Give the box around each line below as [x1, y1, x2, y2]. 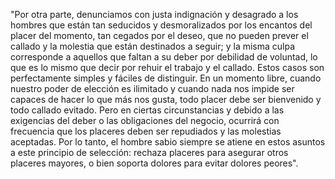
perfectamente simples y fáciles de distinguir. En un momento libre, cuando [10, 72, 322, 84]
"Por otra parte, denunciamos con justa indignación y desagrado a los [10, 9, 299, 20]
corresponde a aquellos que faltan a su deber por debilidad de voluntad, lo [10, 51, 318, 63]
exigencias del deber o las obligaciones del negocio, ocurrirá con [10, 115, 280, 126]
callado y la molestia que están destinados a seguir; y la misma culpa [10, 40, 296, 52]
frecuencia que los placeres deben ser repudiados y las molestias [10, 125, 282, 137]
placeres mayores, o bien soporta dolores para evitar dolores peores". [10, 157, 299, 169]
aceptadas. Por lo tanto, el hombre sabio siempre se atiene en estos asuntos [10, 136, 326, 148]
